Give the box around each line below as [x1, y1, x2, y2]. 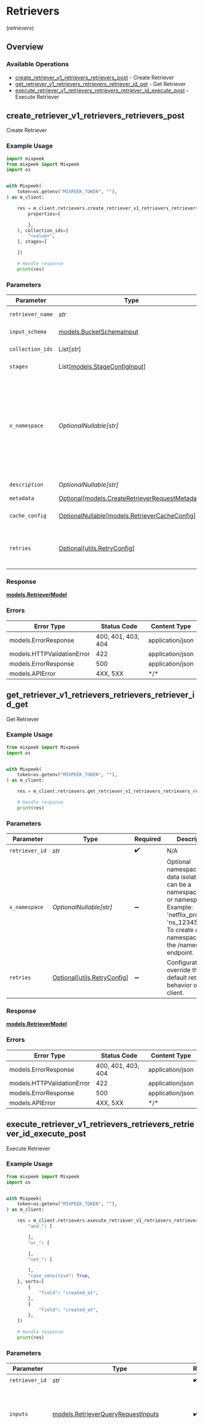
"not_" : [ [28, 1256, 53, 1262]
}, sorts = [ [17, 1279, 45, 1285]
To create [167, 926, 194, 934]
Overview [6, 42, 44, 52]
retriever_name [9, 311, 53, 318]
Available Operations [6, 60, 69, 68]
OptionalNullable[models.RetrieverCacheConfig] [58, 512, 196, 520]
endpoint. [167, 949, 194, 957]
